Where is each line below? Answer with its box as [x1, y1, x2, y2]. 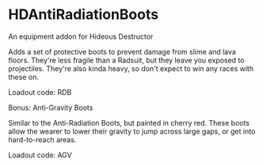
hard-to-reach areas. [8, 134, 77, 144]
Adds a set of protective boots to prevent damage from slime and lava [8, 47, 236, 56]
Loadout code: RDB [8, 87, 72, 96]
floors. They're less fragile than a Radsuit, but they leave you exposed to [8, 55, 245, 65]
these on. [8, 72, 40, 81]
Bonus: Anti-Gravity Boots [8, 103, 93, 112]
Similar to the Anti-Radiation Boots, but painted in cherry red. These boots [8, 118, 250, 127]
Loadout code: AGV [8, 150, 73, 160]
